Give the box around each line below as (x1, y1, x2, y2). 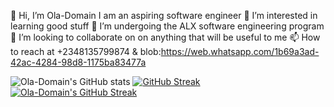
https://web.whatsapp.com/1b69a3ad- (160, 46, 320, 57)
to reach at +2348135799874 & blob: (10, 46, 162, 57)
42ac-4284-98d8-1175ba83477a (10, 56, 147, 68)
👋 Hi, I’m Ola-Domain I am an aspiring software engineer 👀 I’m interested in (10, 10, 318, 21)
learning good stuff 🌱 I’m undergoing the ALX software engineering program (10, 20, 325, 32)
